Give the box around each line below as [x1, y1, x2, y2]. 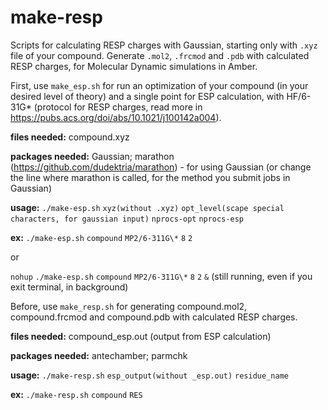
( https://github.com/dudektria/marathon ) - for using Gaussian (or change [10, 161, 312, 173]
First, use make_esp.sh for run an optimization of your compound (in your [10, 79, 309, 91]
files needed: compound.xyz [10, 131, 130, 143]
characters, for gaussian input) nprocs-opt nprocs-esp [10, 214, 244, 224]
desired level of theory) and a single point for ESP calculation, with [10, 90, 285, 102]
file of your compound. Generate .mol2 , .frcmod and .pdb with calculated [10, 49, 310, 61]
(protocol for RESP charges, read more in [33, 101, 203, 113]
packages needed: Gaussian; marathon [10, 150, 175, 162]
